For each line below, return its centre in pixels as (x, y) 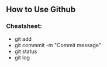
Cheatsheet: (24, 26)
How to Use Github (41, 10)
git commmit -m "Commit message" (58, 45)
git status (26, 51)
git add (23, 39)
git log (22, 57)
